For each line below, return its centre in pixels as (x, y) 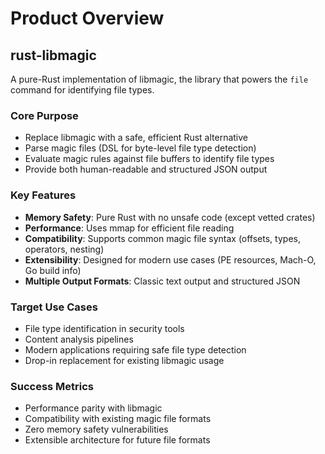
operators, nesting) (64, 249)
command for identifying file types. (82, 90)
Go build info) (53, 270)
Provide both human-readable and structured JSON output (146, 169)
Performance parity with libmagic (93, 408)
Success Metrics (52, 386)
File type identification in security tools (104, 328)
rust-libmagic (53, 55)
